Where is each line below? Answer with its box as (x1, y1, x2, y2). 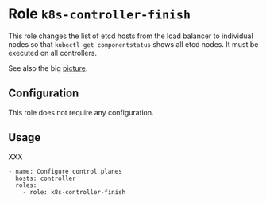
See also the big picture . (8, 63, 88, 72)
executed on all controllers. (8, 48, 98, 57)
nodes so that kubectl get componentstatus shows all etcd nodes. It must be (8, 39, 259, 49)
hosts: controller (15, 174, 77, 182)
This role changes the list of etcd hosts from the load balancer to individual (8, 31, 253, 41)
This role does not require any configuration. (8, 107, 154, 117)
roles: (15, 181, 37, 189)
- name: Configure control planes (8, 167, 123, 175)
